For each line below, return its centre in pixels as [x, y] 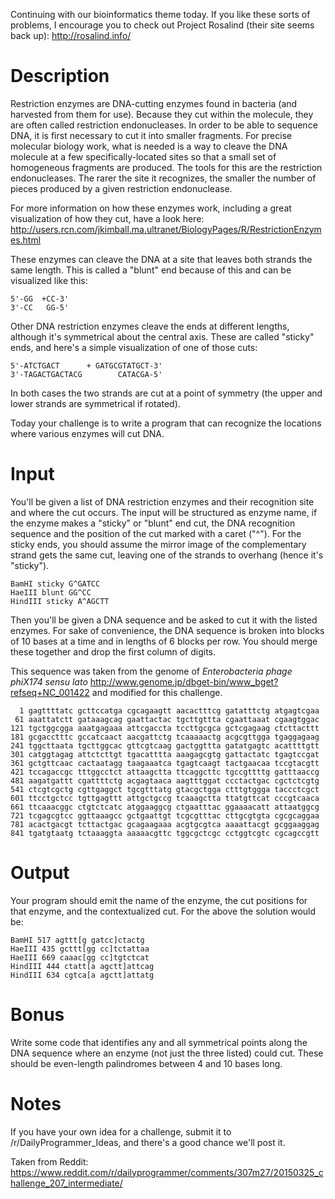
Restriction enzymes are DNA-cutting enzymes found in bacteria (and [154, 103]
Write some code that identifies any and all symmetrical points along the [159, 1042]
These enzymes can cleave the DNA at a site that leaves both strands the [161, 259]
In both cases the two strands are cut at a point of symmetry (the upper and [166, 393]
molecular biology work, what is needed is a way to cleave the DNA [149, 146]
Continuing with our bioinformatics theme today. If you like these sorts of [160, 14]
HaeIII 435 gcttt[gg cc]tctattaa [80, 949]
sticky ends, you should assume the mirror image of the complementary [158, 544]
